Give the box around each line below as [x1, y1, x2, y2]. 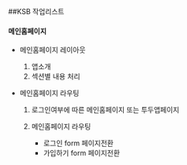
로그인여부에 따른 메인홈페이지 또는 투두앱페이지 [31, 105, 180, 115]
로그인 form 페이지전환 [43, 138, 114, 148]
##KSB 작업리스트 [8, 7, 65, 16]
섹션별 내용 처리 [31, 71, 80, 81]
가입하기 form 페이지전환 [43, 148, 121, 158]
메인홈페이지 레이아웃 [19, 46, 86, 55]
